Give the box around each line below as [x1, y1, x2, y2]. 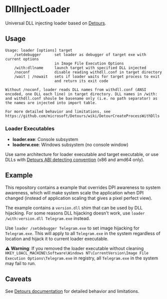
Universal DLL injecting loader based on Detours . [5, 20, 106, 26]
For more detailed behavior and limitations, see [5, 109, 111, 114]
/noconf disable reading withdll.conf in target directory [14, 69, 162, 74]
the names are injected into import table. [5, 100, 97, 105]
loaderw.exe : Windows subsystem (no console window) [12, 141, 128, 148]
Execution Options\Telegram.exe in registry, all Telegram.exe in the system [5, 255, 158, 261]
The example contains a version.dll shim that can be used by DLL [5, 204, 143, 210]
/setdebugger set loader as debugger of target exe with [14, 52, 146, 57]
